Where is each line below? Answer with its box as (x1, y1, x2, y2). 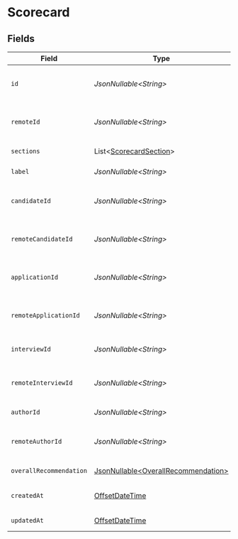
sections (11, 147, 40, 155)
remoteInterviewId (11, 379, 73, 387)
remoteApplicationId (11, 312, 80, 320)
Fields (7, 33, 35, 45)
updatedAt (11, 516, 44, 524)
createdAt (11, 491, 44, 499)
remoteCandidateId (11, 235, 73, 243)
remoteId (11, 118, 40, 126)
